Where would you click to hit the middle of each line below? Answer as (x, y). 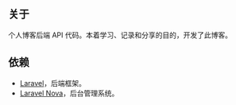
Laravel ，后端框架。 (52, 83)
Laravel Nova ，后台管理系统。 (69, 93)
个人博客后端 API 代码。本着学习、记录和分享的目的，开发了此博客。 (120, 35)
